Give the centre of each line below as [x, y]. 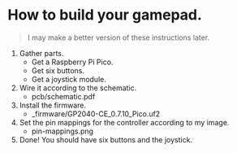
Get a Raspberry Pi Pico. [72, 62]
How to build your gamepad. [105, 15]
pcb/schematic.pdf [63, 96]
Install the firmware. [53, 105]
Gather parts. [41, 53]
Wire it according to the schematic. [78, 88]
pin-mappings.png [62, 131]
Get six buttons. [58, 70]
